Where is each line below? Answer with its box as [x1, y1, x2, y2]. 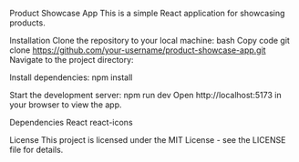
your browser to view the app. [9, 99, 122, 110]
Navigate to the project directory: [9, 55, 134, 65]
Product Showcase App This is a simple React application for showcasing [9, 8, 285, 18]
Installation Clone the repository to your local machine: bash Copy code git [9, 35, 290, 46]
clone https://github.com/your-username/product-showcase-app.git [9, 45, 266, 56]
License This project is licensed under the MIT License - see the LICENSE [9, 135, 286, 145]
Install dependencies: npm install [9, 72, 133, 83]
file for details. [9, 145, 64, 155]
